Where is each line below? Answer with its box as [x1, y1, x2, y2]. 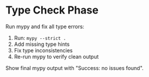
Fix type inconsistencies [13, 46, 73, 53]
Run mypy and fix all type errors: [5, 23, 84, 30]
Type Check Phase [5, 4, 99, 17]
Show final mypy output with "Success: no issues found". [5, 64, 144, 71]
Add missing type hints [13, 41, 70, 48]
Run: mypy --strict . [13, 34, 66, 41]
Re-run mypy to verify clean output [13, 53, 99, 60]
